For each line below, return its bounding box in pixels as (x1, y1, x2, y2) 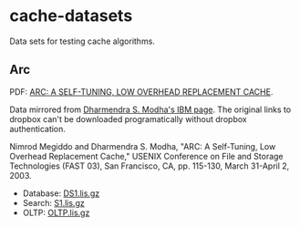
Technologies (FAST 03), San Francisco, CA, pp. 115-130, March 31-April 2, (9, 160, 290, 171)
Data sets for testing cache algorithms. (9, 36, 155, 46)
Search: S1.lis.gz (22, 197, 85, 208)
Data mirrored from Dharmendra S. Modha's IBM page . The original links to (9, 104, 292, 115)
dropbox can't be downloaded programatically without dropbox (9, 113, 248, 124)
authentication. (9, 123, 67, 134)
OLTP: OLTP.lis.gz (22, 207, 90, 218)
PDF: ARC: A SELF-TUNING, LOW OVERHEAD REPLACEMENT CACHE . (9, 86, 274, 97)
